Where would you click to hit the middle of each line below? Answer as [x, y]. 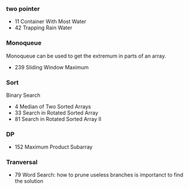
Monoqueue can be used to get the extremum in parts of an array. [86, 56]
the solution [29, 181]
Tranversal [22, 162]
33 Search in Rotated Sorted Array [56, 113]
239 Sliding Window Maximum [52, 67]
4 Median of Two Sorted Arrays [53, 106]
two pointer [23, 9]
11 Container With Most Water [50, 22]
